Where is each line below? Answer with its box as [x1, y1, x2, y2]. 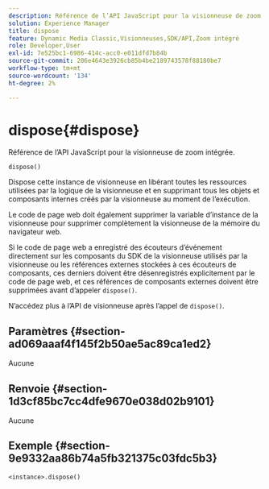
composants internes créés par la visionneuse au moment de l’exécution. [8, 194, 251, 204]
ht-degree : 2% [8, 79, 56, 87]
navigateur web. [8, 227, 62, 237]
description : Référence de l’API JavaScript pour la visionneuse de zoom [8, 11, 262, 20]
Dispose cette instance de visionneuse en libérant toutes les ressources [8, 177, 247, 187]
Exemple [8, 439, 53, 453]
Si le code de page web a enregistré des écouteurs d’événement [8, 242, 223, 252]
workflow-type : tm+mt [8, 64, 81, 73]
